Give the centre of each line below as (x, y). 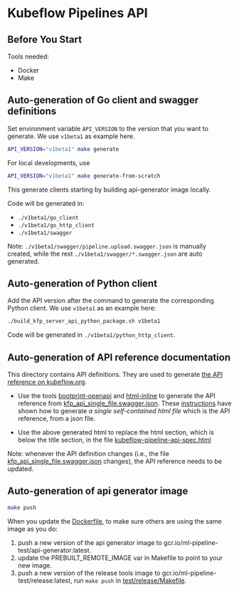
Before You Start (45, 40)
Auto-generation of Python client (83, 283)
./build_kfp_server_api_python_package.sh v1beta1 (84, 321)
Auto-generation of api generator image (98, 491)
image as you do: (33, 529)
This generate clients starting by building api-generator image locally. (109, 189)
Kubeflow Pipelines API (78, 13)
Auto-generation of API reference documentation (119, 357)
